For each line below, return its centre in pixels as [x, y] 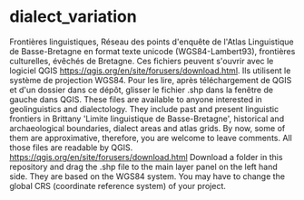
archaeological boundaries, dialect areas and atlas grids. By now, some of [147, 128]
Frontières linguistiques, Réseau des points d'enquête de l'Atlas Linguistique [152, 42]
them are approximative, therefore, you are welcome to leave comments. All [151, 138]
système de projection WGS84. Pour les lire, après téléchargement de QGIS [151, 80]
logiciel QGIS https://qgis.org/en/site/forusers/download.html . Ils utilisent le [150, 71]
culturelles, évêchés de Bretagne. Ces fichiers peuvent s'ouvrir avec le [142, 61]
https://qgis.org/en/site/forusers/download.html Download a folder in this [146, 157]
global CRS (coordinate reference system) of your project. [118, 186]
